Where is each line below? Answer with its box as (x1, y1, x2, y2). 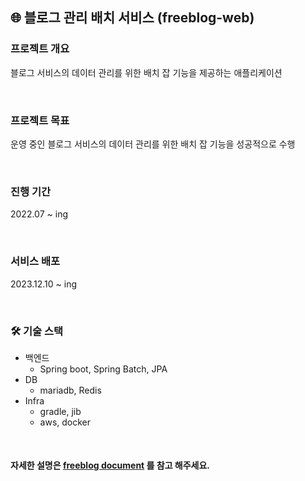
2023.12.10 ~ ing (10, 278, 78, 290)
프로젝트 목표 (10, 113, 70, 127)
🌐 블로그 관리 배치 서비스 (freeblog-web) (10, 9, 255, 27)
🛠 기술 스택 (10, 324, 64, 338)
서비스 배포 (10, 254, 61, 268)
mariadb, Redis (39, 384, 102, 396)
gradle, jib (39, 405, 82, 417)
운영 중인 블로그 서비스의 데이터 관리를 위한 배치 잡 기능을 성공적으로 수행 (10, 138, 296, 150)
